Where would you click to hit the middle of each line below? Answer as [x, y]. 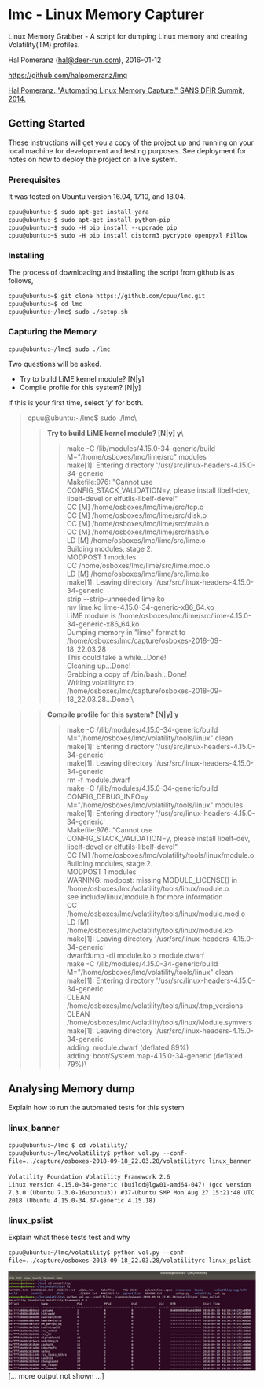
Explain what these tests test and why [70, 1238]
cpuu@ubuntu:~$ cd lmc [45, 305]
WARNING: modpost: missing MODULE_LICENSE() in [152, 880]
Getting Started [47, 124]
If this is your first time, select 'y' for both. [76, 402]
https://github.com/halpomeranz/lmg [68, 75]
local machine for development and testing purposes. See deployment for [127, 150]
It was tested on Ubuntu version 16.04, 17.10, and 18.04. [97, 197]
